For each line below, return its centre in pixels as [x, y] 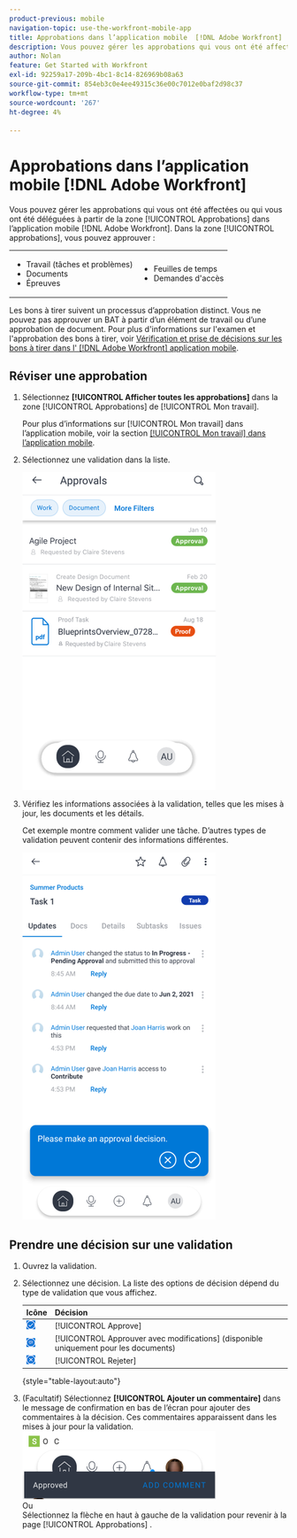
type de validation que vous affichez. [89, 1293]
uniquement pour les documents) [115, 1348]
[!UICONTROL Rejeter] [95, 1361]
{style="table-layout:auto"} [71, 1380]
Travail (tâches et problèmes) [80, 264]
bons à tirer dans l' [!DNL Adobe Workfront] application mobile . [124, 348]
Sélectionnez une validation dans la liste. [96, 460]
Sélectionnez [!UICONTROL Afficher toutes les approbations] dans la [150, 398]
